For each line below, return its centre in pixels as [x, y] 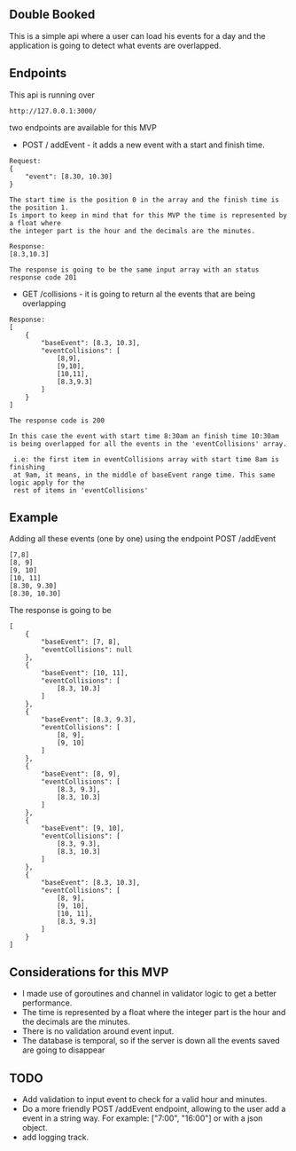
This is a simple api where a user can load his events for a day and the [137, 35]
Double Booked [52, 15]
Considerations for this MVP [89, 972]
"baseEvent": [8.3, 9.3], [89, 720]
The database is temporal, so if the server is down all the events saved [151, 1041]
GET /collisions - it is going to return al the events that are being [138, 294]
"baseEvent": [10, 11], [85, 674]
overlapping [44, 303]
